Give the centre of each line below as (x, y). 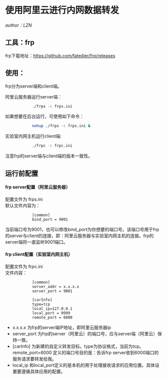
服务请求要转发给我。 (34, 359)
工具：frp (20, 42)
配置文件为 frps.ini (24, 199)
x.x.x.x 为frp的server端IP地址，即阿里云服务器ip (62, 327)
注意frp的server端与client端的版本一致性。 (49, 156)
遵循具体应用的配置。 (43, 371)
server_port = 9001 (52, 291)
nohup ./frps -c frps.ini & (61, 126)
